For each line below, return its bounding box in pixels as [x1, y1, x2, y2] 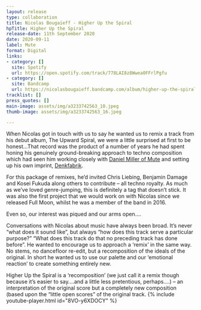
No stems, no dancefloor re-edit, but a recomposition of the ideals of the [6, 247, 185, 254]
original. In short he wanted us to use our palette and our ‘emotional [6, 254, 173, 261]
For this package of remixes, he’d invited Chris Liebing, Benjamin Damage [6, 174, 188, 181]
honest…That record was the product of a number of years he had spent [6, 143, 185, 150]
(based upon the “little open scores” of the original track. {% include [6, 291, 175, 298]
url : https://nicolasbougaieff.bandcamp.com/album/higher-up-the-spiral [11, 87, 197, 93]
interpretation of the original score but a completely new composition [6, 284, 177, 291]
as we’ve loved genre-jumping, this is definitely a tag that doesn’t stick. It [6, 186, 187, 194]
